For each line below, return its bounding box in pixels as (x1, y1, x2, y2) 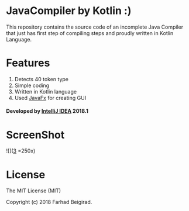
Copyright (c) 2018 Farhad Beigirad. (6, 199, 92, 206)
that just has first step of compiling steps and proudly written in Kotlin (6, 29, 174, 36)
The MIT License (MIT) (6, 187, 61, 194)
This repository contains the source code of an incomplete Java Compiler (6, 23, 183, 30)
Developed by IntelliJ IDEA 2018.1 (6, 108, 89, 115)
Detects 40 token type (14, 75, 69, 82)
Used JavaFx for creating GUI (14, 94, 87, 101)
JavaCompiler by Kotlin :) (6, 4, 132, 18)
